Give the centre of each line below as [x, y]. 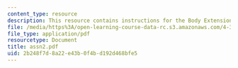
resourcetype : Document [42, 40]
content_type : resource [42, 14]
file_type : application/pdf [49, 34]
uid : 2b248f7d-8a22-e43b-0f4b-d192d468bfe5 [73, 54]
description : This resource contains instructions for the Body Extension [120, 21]
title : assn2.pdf [33, 47]
